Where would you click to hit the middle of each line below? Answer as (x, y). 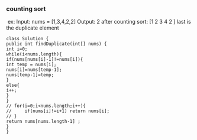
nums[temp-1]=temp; (30, 75)
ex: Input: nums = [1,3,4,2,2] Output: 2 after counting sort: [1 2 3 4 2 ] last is (99, 22)
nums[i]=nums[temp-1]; (34, 70)
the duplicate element (33, 28)
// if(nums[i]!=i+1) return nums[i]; (58, 111)
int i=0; (17, 49)
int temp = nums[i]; (32, 65)
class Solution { (28, 39)
